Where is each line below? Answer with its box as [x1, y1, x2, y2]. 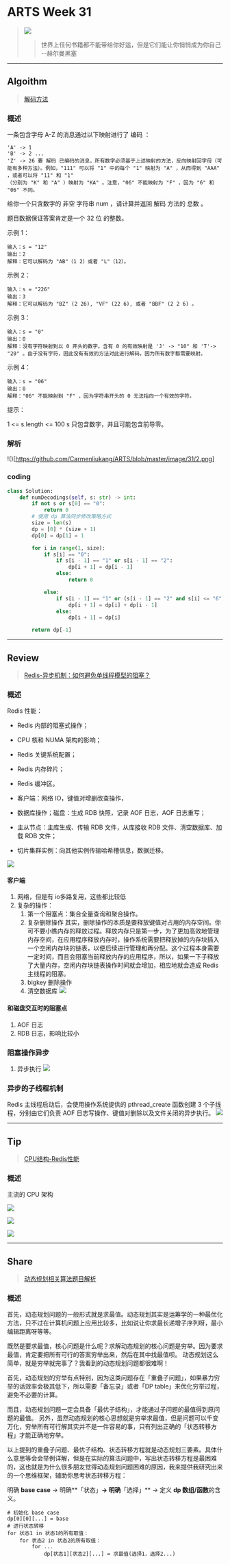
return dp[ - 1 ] [31, 626, 72, 634]
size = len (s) [31, 520, 72, 526]
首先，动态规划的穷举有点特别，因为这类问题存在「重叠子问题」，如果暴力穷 [7, 1373, 220, 1382]
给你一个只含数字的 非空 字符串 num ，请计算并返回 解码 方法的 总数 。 [7, 199, 207, 208]
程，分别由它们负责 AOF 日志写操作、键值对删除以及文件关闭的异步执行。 [7, 1109, 215, 1117]
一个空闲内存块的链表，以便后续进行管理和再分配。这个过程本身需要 [27, 944, 220, 953]
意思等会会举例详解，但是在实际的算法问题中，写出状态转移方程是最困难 [12, 1454, 217, 1463]
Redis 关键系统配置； [16, 750, 77, 759]
